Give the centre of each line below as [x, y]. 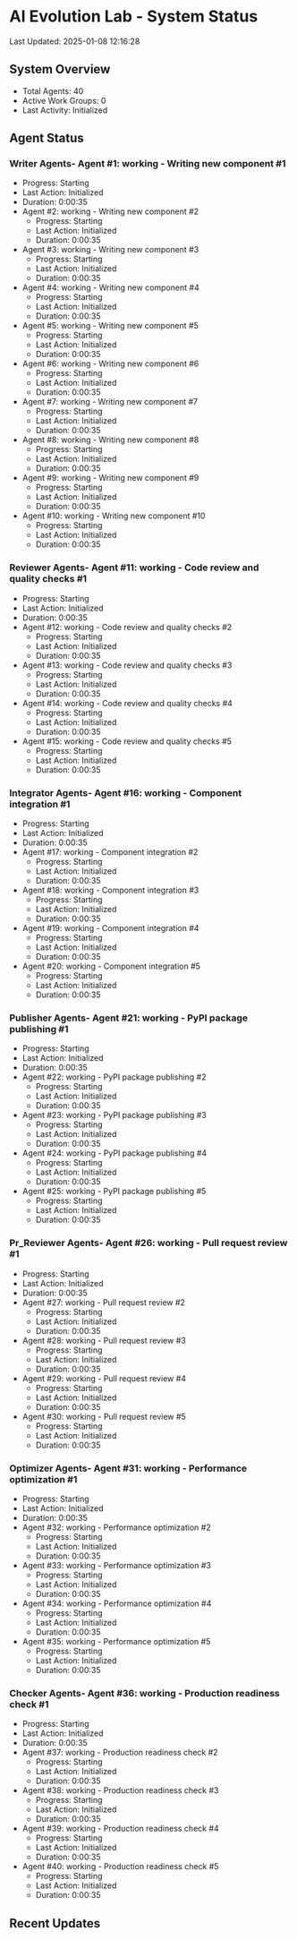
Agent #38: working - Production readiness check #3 [120, 1790]
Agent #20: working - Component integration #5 [111, 966]
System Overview [60, 69]
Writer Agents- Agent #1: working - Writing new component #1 [148, 164]
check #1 [29, 1704]
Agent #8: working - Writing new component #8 [110, 440]
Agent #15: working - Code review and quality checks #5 [127, 741]
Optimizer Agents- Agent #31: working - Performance [128, 1468]
